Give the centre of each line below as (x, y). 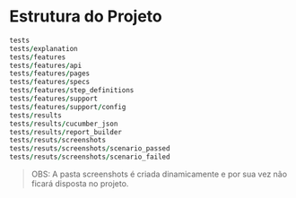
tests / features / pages (50, 73)
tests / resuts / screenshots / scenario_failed (90, 157)
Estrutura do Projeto (86, 17)
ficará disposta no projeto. (80, 184)
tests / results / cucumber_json (64, 124)
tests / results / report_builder (66, 132)
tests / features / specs (50, 82)
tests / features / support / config (68, 107)
